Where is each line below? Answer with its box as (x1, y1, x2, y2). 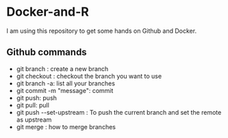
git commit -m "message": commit (16, 86, 114, 94)
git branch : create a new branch (16, 64, 109, 72)
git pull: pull (16, 100, 49, 109)
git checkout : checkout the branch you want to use (16, 72, 162, 80)
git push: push (16, 94, 58, 102)
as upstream (16, 115, 52, 124)
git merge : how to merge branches (16, 122, 116, 130)
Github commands (6, 46, 87, 58)
